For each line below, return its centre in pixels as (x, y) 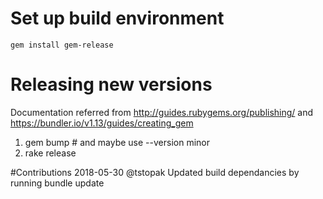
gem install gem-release (62, 45)
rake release (50, 153)
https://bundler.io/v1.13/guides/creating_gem (102, 123)
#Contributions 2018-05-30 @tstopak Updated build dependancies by (155, 172)
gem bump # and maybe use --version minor (117, 142)
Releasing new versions (111, 84)
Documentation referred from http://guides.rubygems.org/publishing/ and (162, 112)
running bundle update (57, 183)
